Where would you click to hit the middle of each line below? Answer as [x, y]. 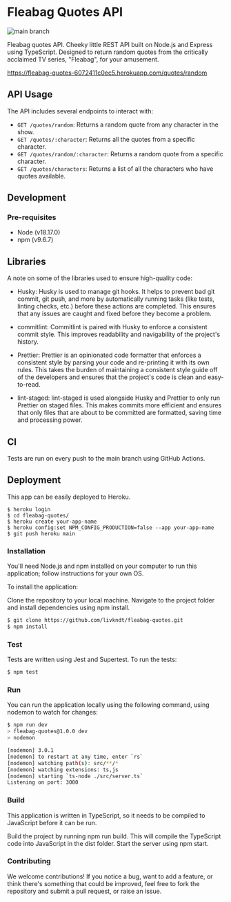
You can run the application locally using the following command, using [108, 705]
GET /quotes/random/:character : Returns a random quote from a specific [120, 154]
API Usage [30, 94]
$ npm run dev [28, 725]
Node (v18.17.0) [39, 232]
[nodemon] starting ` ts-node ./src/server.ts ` [75, 776]
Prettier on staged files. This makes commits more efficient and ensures [119, 405]
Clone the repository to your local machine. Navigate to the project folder [111, 600]
